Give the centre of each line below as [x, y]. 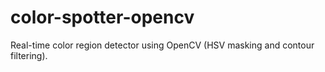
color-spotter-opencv [102, 17]
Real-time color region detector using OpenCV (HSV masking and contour [162, 45]
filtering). [29, 55]
